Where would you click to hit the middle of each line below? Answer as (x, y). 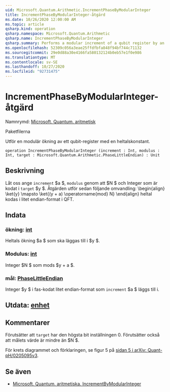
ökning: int (19, 230)
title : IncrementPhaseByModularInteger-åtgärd (55, 15)
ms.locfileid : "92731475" (32, 72)
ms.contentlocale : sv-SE (31, 62)
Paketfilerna (18, 131)
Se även (18, 371)
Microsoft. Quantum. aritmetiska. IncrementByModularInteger (77, 384)
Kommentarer (28, 323)
